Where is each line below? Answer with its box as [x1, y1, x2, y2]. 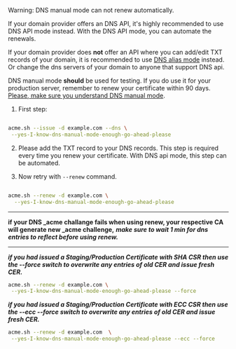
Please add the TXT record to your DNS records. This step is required [18, 144, 219, 152]
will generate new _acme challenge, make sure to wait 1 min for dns [8, 225, 209, 233]
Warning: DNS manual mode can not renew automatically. [8, 6, 174, 14]
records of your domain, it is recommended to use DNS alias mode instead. [8, 55, 225, 64]
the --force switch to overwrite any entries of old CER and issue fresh [8, 260, 215, 268]
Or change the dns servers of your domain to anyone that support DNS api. [8, 63, 225, 71]
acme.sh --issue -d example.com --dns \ [8, 125, 128, 132]
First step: [18, 105, 48, 113]
